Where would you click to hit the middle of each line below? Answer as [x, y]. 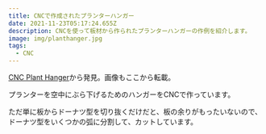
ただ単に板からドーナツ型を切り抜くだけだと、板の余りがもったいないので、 [135, 111]
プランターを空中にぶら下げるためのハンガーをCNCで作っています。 [122, 94]
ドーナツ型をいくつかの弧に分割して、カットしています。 [103, 121]
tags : [17, 46]
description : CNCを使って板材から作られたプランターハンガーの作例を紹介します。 [130, 31]
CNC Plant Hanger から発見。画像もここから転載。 [92, 77]
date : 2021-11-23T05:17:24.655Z [62, 23]
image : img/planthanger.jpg [56, 38]
